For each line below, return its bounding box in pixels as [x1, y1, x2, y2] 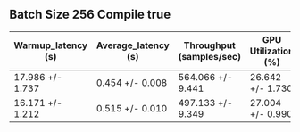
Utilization [249, 45, 295, 57]
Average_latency [96, 39, 170, 52]
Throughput [183, 39, 237, 52]
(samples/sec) [178, 50, 242, 62]
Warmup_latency [13, 39, 87, 52]
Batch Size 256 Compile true [9, 7, 171, 22]
